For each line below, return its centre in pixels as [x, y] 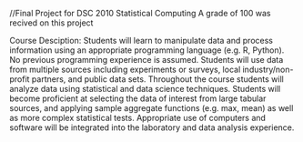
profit [20, 79]
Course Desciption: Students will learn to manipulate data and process [141, 41]
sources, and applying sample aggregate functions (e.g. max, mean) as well [151, 108]
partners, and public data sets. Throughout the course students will [157, 79]
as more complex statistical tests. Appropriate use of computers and [138, 118]
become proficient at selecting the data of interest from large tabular [138, 98]
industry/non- [268, 69]
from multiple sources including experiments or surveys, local [125, 69]
